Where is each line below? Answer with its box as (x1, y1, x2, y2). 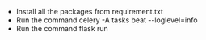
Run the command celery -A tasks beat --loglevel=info (15, 15, 198, 25)
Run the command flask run (15, 24, 109, 33)
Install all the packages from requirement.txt (15, 7, 164, 16)
